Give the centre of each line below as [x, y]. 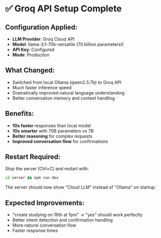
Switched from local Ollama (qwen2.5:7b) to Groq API [67, 82]
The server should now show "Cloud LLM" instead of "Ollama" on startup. [80, 187]
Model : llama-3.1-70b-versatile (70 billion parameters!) [68, 44]
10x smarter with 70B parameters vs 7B [53, 131]
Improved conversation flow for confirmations [60, 141]
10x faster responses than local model [52, 125]
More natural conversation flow [44, 225]
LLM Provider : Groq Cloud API [43, 39]
